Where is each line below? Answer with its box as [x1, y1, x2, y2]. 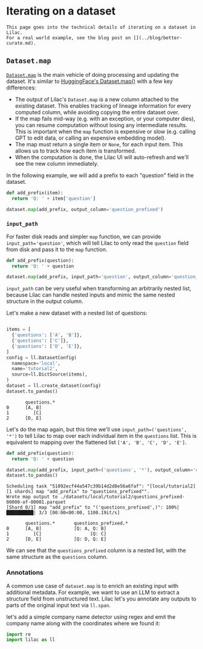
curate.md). [6, 40, 36, 46]
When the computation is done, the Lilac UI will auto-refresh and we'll [14, 153, 189, 161]
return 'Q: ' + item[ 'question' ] [11, 195, 96, 201]
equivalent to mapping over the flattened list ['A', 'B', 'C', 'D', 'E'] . [6, 439, 187, 446]
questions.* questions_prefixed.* [25, 520, 129, 527]
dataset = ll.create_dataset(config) [6, 383, 101, 389]
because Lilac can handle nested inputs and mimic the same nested [6, 292, 175, 299]
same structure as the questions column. [6, 553, 108, 561]
